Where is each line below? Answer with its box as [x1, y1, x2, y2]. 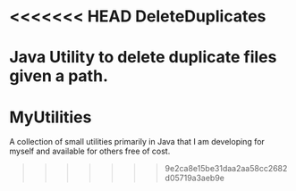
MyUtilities [9, 107, 92, 127]
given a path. [9, 66, 109, 87]
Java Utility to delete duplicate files [9, 47, 277, 68]
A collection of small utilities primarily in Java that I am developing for [9, 137, 266, 147]
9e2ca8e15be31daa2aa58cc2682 [165, 163, 288, 174]
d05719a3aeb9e [165, 172, 225, 184]
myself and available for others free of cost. [9, 145, 171, 157]
